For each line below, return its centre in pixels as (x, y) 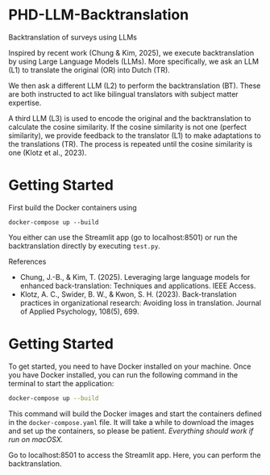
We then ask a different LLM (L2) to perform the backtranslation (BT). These (135, 85)
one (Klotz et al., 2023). (48, 152)
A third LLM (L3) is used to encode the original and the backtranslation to (130, 118)
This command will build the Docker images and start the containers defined (135, 414)
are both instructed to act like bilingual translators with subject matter (124, 94)
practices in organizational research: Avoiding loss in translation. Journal (141, 302)
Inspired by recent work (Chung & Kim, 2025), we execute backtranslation (131, 52)
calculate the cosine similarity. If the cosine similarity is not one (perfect (128, 127)
